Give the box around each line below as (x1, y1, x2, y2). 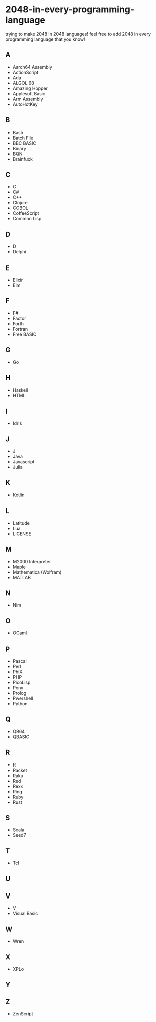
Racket (12, 767, 27, 773)
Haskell (12, 387, 28, 393)
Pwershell (12, 695, 33, 701)
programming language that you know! (5, 36, 85, 42)
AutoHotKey (12, 101, 38, 107)
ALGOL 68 (12, 80, 34, 86)
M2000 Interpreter (12, 558, 51, 564)
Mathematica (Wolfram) (12, 569, 62, 575)
